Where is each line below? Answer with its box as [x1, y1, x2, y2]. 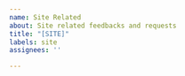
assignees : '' [9, 46, 62, 55]
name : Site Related [9, 12, 82, 22]
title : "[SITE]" [9, 29, 69, 38]
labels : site [9, 37, 58, 47]
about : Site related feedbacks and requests [9, 21, 177, 30]
